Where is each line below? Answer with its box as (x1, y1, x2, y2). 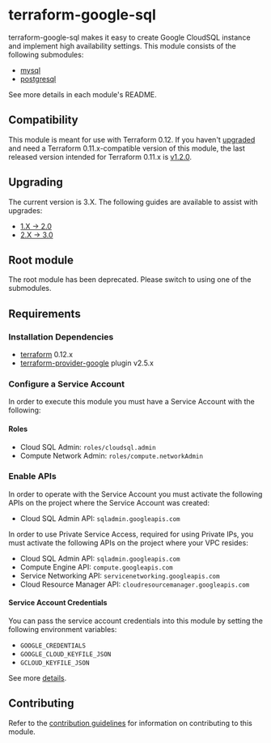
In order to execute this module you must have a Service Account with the (8, 397, 255, 407)
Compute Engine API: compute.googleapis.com (19, 562, 173, 572)
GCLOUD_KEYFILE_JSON (19, 659, 90, 668)
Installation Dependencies (8, 331, 114, 342)
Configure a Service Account (8, 378, 125, 390)
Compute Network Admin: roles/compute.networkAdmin (19, 450, 204, 460)
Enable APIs (8, 471, 57, 482)
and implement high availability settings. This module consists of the (8, 41, 236, 50)
